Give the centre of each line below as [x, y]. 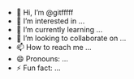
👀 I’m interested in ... [50, 21]
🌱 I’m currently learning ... [59, 29]
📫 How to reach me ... [54, 47]
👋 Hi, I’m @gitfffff [45, 12]
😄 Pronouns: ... [42, 59]
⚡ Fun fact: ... [38, 68]
